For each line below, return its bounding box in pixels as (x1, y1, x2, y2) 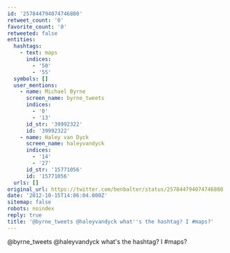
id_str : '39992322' (25, 120, 82, 128)
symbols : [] (13, 75, 49, 82)
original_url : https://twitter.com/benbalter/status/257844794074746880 (7, 186, 224, 193)
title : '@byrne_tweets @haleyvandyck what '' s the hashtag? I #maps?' (7, 218, 215, 225)
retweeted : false (7, 29, 58, 37)
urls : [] (13, 179, 39, 186)
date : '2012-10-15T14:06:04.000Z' (7, 192, 108, 199)
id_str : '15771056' (25, 166, 82, 173)
